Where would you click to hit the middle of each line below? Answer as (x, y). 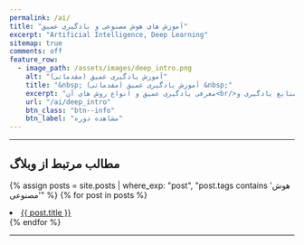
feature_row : (34, 60)
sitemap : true (36, 43)
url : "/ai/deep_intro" (68, 102)
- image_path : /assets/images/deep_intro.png (105, 69)
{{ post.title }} (46, 212)
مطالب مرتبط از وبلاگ (65, 164)
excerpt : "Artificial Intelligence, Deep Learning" (109, 34)
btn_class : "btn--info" (71, 110)
